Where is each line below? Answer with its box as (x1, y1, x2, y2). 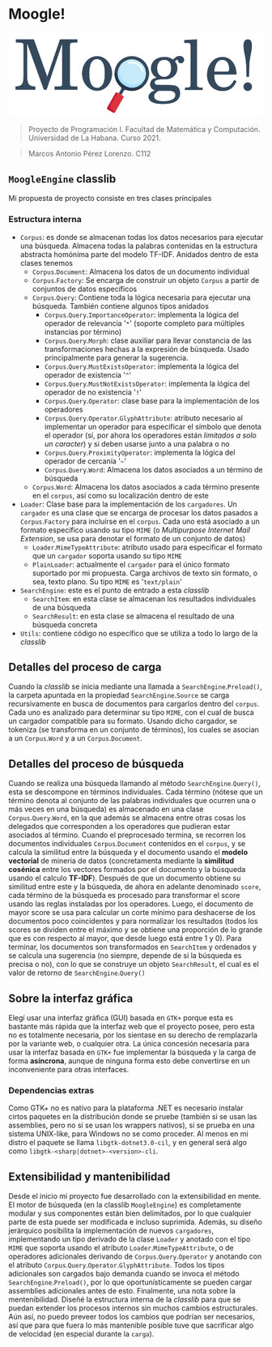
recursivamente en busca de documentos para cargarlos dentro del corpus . (8, 699, 260, 709)
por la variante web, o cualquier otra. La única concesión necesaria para (8, 1039, 249, 1049)
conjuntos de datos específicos (32, 284, 138, 293)
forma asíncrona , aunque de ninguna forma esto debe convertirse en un (8, 1056, 250, 1066)
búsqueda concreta (32, 619, 98, 629)
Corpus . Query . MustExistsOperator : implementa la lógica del (44, 361, 239, 371)
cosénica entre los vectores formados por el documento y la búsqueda (8, 865, 246, 874)
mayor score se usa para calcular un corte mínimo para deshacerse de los (8, 908, 257, 917)
